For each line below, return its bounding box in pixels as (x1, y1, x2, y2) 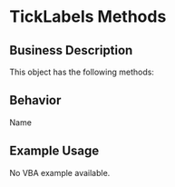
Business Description (9, 43, 133, 58)
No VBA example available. (9, 167, 111, 178)
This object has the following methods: (9, 66, 154, 77)
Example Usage (9, 143, 100, 159)
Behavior (9, 93, 62, 108)
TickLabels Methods (9, 6, 167, 27)
